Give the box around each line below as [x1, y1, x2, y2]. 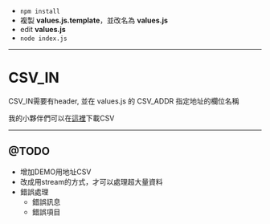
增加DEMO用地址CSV [19, 167, 92, 177]
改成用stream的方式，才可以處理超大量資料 [19, 177, 163, 186]
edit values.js [19, 25, 66, 34]
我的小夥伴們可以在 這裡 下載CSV [8, 113, 115, 123]
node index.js [19, 35, 67, 43]
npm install [19, 7, 60, 15]
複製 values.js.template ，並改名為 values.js [19, 15, 169, 25]
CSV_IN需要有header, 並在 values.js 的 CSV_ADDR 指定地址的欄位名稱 [8, 96, 239, 106]
